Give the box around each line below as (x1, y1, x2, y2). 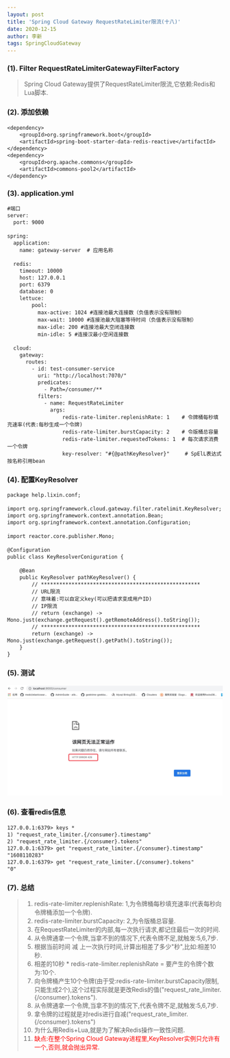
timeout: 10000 (19, 268, 63, 275)
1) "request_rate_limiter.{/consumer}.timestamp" (7, 831, 152, 838)
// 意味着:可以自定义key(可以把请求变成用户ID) (31, 596, 153, 603)
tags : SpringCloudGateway (7, 40, 81, 47)
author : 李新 (7, 33, 42, 40)
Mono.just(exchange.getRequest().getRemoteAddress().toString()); (7, 617, 201, 624)
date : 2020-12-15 (7, 25, 57, 32)
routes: (25, 359, 48, 365)
